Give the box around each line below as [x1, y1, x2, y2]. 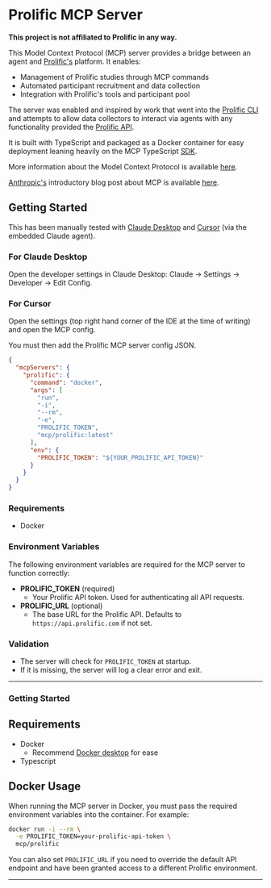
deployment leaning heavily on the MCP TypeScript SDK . [8, 146, 198, 156]
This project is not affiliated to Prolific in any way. [8, 32, 177, 42]
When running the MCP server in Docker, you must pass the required [8, 801, 238, 811]
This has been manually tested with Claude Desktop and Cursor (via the [8, 222, 248, 231]
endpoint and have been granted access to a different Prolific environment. [8, 863, 258, 873]
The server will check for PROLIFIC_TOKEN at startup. [19, 656, 192, 666]
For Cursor [8, 298, 52, 309]
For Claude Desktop [8, 251, 88, 262]
